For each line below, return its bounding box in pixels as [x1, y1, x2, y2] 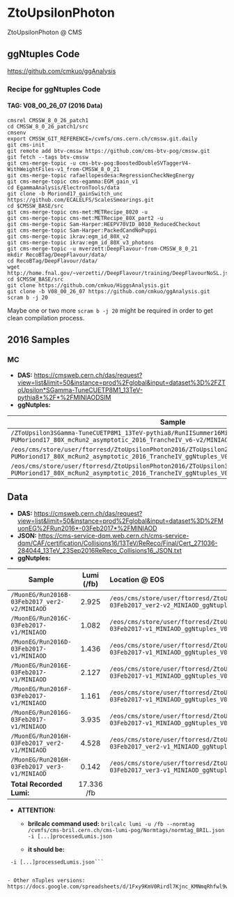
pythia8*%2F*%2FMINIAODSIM [17, 393, 111, 401]
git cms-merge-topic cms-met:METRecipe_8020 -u [7, 208, 148, 216]
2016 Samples [7, 334, 70, 346]
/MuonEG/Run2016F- [10, 685, 72, 693]
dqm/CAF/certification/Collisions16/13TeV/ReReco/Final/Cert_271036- [17, 539, 218, 547]
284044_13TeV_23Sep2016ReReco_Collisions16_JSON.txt [17, 547, 182, 555]
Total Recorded [10, 780, 63, 789]
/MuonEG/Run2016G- [10, 709, 72, 717]
